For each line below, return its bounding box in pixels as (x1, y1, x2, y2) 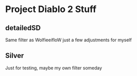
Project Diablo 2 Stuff (5, 4, 97, 15)
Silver (5, 51, 24, 60)
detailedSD (5, 24, 41, 32)
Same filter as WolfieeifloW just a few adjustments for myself (5, 37, 132, 43)
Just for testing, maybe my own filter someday (5, 64, 102, 71)
